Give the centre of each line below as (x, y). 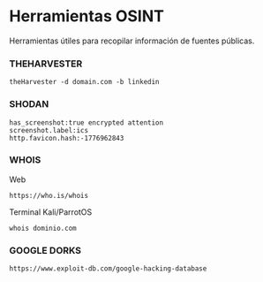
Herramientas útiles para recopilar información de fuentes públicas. (132, 41)
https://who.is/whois (49, 195)
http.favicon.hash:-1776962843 (67, 138)
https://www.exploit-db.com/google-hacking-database (108, 269)
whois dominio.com (43, 228)
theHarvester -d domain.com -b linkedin (85, 82)
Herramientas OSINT (87, 16)
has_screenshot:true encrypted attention (86, 122)
